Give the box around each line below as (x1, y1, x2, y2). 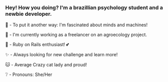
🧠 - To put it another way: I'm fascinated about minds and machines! (5, 22, 148, 28)
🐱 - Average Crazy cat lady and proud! (5, 62, 87, 68)
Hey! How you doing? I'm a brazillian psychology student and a (5, 4, 163, 11)
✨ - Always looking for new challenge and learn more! (5, 52, 118, 58)
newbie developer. (5, 10, 52, 17)
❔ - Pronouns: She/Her (5, 71, 52, 77)
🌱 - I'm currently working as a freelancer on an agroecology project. (5, 32, 147, 38)
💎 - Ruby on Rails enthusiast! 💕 (5, 42, 69, 48)
